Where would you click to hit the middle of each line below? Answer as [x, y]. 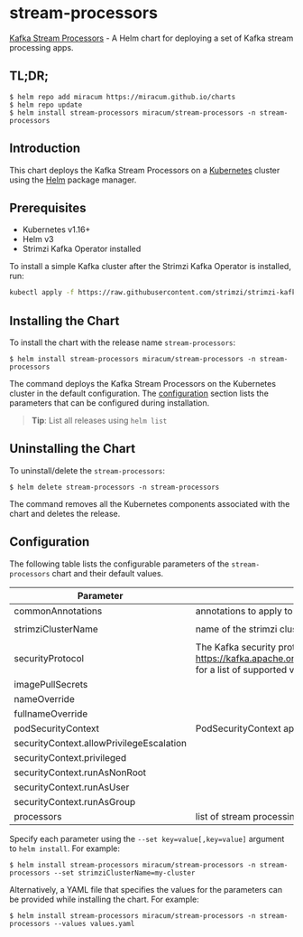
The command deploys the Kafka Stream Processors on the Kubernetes [143, 384]
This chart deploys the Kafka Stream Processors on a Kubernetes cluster [145, 170]
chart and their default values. [108, 573]
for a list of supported [241, 670]
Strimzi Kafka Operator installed [82, 249]
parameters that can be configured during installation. [110, 403]
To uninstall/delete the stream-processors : [87, 470]
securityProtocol [49, 658]
